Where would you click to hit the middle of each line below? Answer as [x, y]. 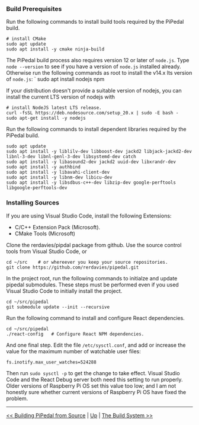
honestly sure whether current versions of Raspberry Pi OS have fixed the [96, 392]
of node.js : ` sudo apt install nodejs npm [55, 79]
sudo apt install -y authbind [44, 167]
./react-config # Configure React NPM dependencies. [75, 334]
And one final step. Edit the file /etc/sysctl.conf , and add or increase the [96, 345]
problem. [17, 398]
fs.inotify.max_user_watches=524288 [51, 362]
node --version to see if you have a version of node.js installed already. [94, 66]
